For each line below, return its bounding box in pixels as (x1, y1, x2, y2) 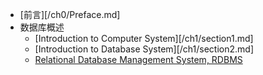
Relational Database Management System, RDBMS (34, 54, 243, 65)
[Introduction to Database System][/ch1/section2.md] (34, 43, 255, 55)
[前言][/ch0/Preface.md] (19, 9, 121, 20)
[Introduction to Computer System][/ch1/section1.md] (34, 33, 254, 44)
